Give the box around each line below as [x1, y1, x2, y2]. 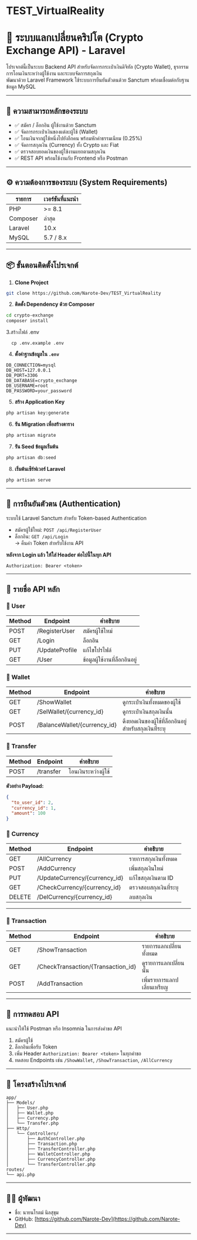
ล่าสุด [43, 214, 56, 223]
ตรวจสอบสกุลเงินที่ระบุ [128, 884, 179, 892]
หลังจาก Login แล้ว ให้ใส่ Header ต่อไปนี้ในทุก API [6, 551, 111, 558]
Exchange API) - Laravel [6, 44, 125, 57]
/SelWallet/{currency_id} [37, 707, 104, 716]
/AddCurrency [37, 864, 76, 872]
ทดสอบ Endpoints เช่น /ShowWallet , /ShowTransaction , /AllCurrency [14, 1056, 173, 1063]
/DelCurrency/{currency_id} [37, 893, 113, 901]
